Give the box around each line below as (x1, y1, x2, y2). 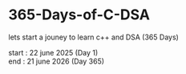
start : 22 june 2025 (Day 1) (8, 47, 99, 57)
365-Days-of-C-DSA (8, 6, 151, 24)
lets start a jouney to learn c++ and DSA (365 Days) (8, 32, 179, 42)
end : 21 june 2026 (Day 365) (8, 56, 105, 66)
